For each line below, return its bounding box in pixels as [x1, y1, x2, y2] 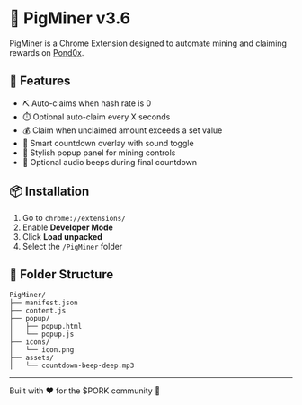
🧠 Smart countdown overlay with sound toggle [22, 137, 195, 148]
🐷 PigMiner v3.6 [9, 8, 131, 29]
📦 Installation [9, 184, 90, 199]
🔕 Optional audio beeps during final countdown [22, 156, 198, 167]
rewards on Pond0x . [9, 47, 84, 57]
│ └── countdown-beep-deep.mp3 [9, 361, 135, 371]
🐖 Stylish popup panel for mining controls [22, 147, 176, 158]
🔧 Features [9, 74, 71, 89]
